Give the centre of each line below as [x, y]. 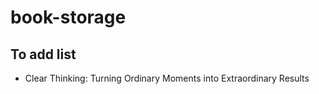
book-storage [68, 17]
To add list [43, 54]
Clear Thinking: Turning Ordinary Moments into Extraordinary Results [167, 78]
